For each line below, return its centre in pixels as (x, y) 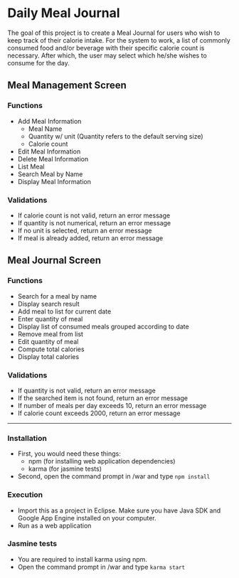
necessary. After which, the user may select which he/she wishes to (107, 55)
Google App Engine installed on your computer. (87, 518)
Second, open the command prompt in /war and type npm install (114, 476)
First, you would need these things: (69, 454)
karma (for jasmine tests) (65, 469)
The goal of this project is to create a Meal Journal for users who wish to (114, 33)
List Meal (31, 166)
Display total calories (48, 356)
